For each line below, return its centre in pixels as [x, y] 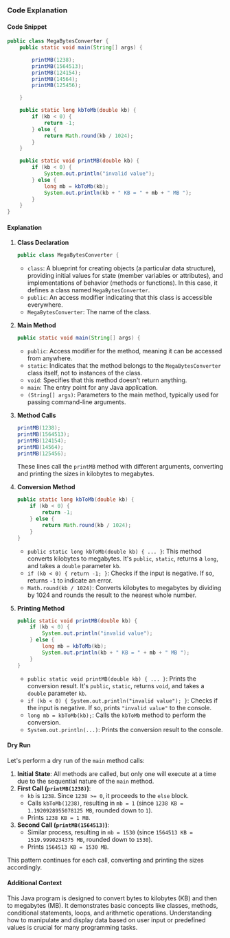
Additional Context [35, 883]
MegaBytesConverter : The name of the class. [89, 312]
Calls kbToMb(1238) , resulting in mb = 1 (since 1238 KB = [105, 803]
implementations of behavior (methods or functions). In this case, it [122, 283]
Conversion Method [46, 487]
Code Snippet [27, 27]
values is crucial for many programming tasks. [72, 927]
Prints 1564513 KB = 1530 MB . [68, 847]
